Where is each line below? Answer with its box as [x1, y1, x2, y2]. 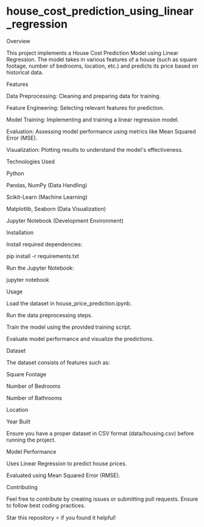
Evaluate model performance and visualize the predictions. [6, 335, 154, 342]
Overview [6, 37, 30, 45]
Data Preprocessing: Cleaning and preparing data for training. [6, 92, 161, 99]
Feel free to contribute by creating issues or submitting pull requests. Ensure [6, 495, 199, 503]
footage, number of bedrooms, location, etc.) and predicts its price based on [6, 62, 199, 70]
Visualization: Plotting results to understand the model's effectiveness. [6, 146, 183, 153]
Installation [6, 229, 34, 236]
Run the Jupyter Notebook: [6, 264, 74, 271]
